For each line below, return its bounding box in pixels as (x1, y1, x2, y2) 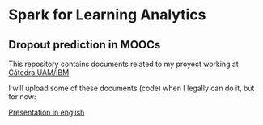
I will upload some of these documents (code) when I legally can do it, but (8, 83, 255, 93)
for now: (8, 92, 36, 102)
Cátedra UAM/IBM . (8, 68, 71, 77)
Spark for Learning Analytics (8, 6, 206, 24)
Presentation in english (8, 107, 85, 117)
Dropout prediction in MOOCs (8, 38, 161, 52)
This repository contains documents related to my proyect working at (8, 59, 239, 69)
